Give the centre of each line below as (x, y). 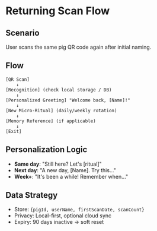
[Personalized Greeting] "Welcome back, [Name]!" (68, 100)
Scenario (23, 33)
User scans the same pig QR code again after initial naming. (78, 47)
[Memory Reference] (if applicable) (51, 121)
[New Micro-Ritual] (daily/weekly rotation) (61, 110)
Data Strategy (32, 195)
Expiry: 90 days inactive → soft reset (59, 222)
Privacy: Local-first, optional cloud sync (63, 216)
